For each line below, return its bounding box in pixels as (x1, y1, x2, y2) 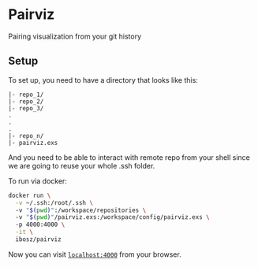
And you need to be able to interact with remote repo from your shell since (8, 152, 251, 162)
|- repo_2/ (8, 97, 44, 106)
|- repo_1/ (8, 91, 44, 98)
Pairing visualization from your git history (8, 32, 142, 41)
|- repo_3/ (8, 104, 44, 112)
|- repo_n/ (8, 132, 44, 139)
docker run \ (8, 191, 51, 199)
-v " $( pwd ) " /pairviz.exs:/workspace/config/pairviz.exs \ (15, 213, 211, 221)
